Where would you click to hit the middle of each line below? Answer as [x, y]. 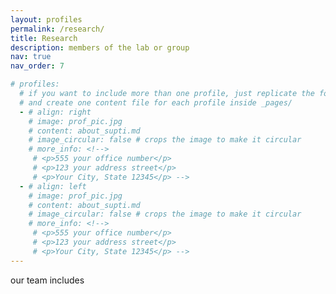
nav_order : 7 [37, 66]
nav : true [31, 57]
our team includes [47, 280]
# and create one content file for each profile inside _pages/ [156, 102]
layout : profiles [46, 19]
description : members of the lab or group [100, 47]
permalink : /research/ [57, 29]
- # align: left [53, 186]
